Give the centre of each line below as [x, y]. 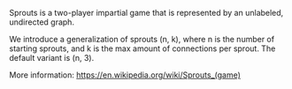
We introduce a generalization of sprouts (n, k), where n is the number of [142, 39]
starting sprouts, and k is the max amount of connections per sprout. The [142, 48]
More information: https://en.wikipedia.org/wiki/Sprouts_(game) [125, 75]
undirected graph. [42, 22]
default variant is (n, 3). [52, 58]
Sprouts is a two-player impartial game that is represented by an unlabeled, [146, 13]
